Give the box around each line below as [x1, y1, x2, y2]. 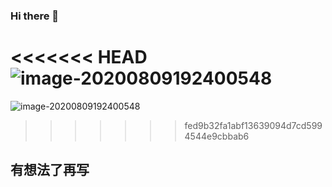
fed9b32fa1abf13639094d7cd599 [184, 119, 323, 131]
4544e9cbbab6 [184, 130, 250, 142]
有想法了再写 [10, 162, 90, 179]
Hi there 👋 [10, 9, 60, 23]
